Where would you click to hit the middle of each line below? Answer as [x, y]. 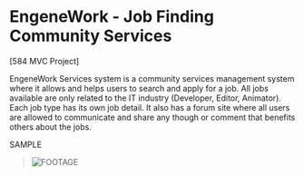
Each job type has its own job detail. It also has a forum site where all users [150, 107]
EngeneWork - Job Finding [112, 17]
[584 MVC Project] [44, 61]
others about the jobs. [51, 127]
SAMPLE [26, 144]
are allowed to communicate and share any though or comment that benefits [152, 117]
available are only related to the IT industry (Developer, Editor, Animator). [145, 98]
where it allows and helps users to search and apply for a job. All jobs [139, 88]
